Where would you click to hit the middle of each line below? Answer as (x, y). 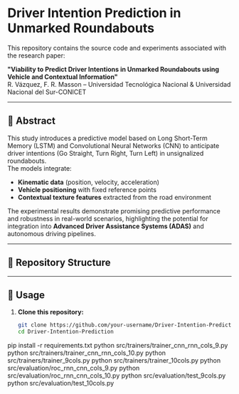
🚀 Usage (26, 295)
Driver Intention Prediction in (94, 13)
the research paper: (36, 55)
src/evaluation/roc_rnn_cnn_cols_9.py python (74, 368)
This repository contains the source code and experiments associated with (117, 48)
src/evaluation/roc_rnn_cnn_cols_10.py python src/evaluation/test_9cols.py (117, 376)
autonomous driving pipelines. (52, 233)
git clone (32, 325)
